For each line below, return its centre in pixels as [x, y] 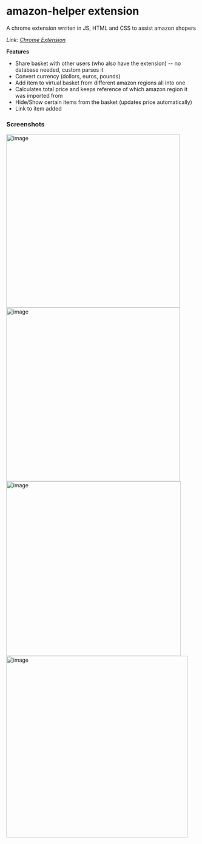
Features [18, 51]
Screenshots [25, 124]
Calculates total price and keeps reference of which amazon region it [101, 89]
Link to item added [38, 108]
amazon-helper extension [73, 11]
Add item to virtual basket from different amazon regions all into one [100, 83]
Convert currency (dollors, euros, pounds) [68, 76]
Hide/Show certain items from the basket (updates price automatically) [103, 102]
